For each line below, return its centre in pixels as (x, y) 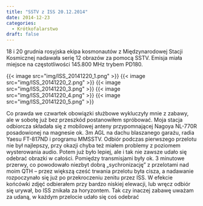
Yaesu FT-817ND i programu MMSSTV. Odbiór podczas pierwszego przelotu (101, 139)
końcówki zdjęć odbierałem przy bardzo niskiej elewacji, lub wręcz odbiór (98, 184)
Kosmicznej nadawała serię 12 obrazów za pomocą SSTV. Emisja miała (95, 58)
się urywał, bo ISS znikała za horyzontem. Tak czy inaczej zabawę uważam (100, 190)
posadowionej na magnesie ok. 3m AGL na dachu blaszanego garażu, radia (101, 133)
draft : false (23, 34)
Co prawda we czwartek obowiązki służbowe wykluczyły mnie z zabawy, (98, 114)
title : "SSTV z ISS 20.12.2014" (47, 12)
